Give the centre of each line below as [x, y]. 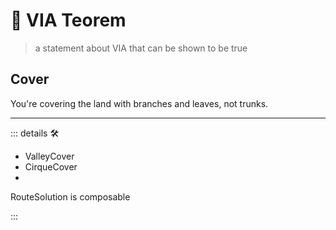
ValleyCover [49, 156]
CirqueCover [51, 166]
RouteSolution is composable [70, 196]
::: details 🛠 [35, 133]
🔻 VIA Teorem [68, 20]
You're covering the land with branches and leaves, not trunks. [139, 103]
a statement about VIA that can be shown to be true [141, 48]
